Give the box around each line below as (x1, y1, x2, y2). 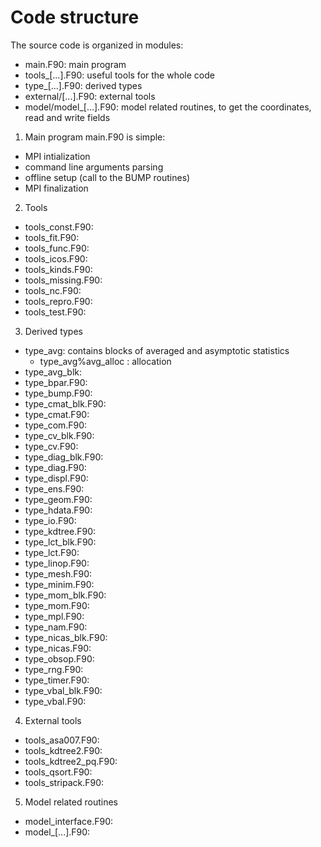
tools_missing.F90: (24, 274, 103, 286)
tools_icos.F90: (24, 252, 88, 265)
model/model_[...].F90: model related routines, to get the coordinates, (24, 101, 312, 113)
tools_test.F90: (24, 306, 87, 318)
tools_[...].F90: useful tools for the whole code (24, 69, 215, 81)
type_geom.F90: (24, 493, 93, 505)
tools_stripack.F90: (24, 776, 105, 788)
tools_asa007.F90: (24, 734, 100, 746)
